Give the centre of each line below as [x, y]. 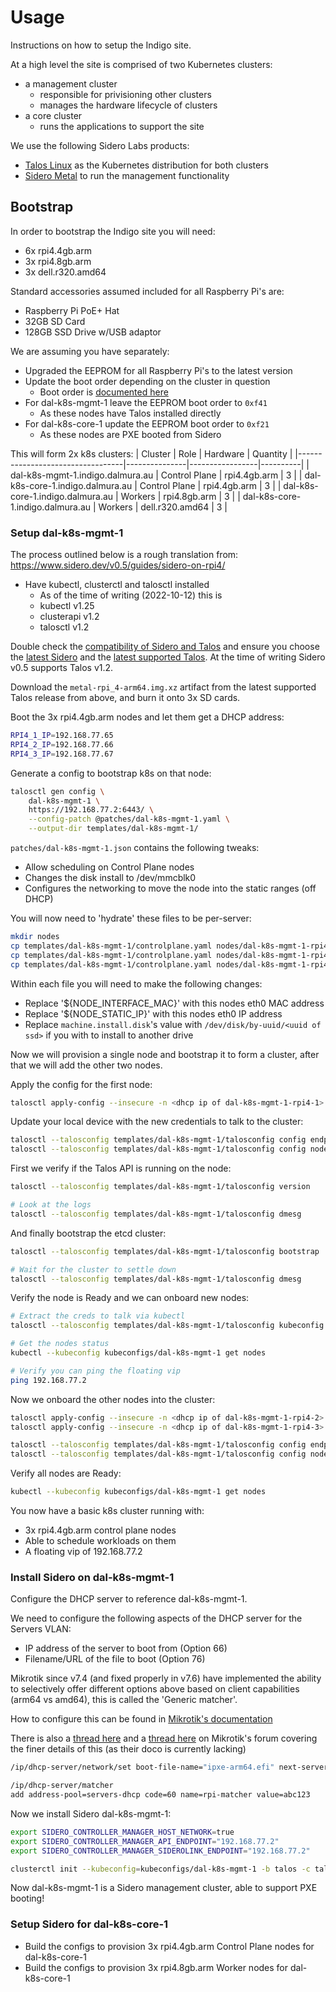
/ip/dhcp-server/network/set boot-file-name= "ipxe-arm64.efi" [142, 1767]
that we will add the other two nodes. [86, 1065]
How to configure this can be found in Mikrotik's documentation [141, 1719]
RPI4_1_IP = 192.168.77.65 [62, 736]
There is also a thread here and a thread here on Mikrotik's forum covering [164, 1738]
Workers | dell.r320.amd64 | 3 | [163, 507]
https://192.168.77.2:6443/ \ [91, 810]
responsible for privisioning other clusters [125, 94]
